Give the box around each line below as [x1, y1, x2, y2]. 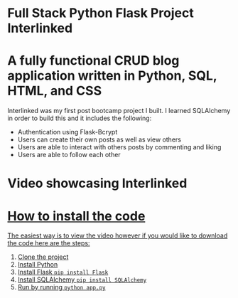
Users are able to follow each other [17, 151, 121, 159]
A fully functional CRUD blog [7, 53, 180, 69]
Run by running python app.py [17, 283, 106, 292]
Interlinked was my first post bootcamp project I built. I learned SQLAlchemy [7, 107, 231, 115]
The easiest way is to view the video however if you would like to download [7, 231, 228, 240]
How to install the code [7, 208, 146, 224]
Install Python [17, 260, 58, 269]
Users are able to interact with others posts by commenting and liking [17, 143, 222, 151]
